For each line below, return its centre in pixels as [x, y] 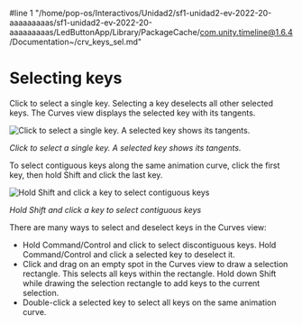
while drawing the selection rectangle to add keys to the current [141, 283]
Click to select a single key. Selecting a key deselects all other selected [141, 103]
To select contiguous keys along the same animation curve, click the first [145, 165]
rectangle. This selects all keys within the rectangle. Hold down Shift [149, 274]
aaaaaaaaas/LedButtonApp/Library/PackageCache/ [105, 32]
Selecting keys [66, 78]
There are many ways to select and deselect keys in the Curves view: [138, 227]
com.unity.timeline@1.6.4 [246, 32]
